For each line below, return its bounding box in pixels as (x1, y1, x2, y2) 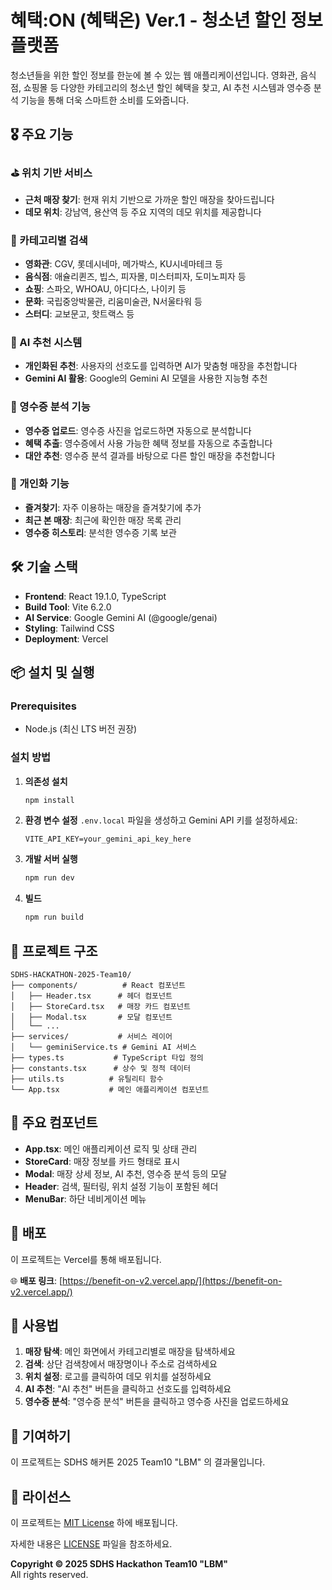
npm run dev (24, 873, 75, 883)
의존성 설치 (24, 775, 68, 787)
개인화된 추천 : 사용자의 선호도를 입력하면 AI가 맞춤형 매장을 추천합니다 (24, 360, 298, 372)
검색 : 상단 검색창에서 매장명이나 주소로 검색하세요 (24, 1358, 218, 1370)
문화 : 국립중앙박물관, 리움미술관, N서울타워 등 (24, 295, 203, 307)
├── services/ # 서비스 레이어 (10, 1032, 173, 1042)
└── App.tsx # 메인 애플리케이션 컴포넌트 (10, 1085, 210, 1095)
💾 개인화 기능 (10, 477, 70, 491)
